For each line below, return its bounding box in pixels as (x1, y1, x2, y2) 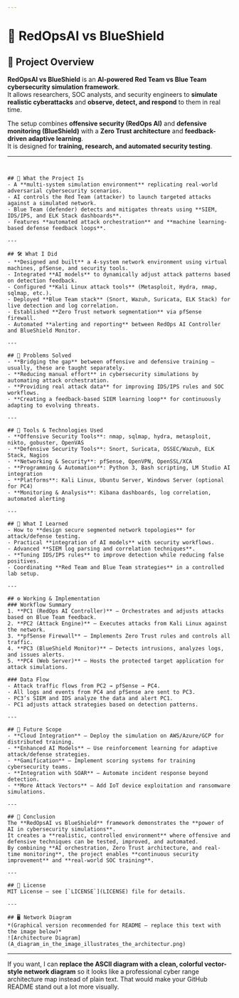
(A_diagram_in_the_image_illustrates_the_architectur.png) (7, 940, 186, 947)
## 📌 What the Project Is (7, 175, 84, 182)
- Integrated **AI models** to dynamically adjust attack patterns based (7, 271, 231, 278)
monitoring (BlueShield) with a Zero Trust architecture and (7, 126, 184, 135)
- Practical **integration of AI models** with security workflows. (7, 539, 215, 546)
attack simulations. (7, 663, 69, 670)
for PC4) (7, 482, 33, 490)
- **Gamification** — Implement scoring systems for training (7, 757, 196, 764)
